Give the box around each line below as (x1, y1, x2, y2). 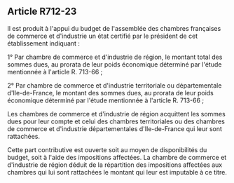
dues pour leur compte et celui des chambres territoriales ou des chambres (7, 117, 226, 126)
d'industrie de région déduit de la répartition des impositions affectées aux (7, 161, 223, 169)
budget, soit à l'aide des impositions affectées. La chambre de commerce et (7, 153, 227, 161)
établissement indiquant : (7, 39, 81, 48)
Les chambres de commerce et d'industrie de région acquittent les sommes (7, 109, 226, 118)
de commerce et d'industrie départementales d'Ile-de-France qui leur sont (7, 124, 223, 133)
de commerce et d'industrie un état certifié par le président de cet (7, 32, 198, 40)
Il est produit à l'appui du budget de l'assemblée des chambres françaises (7, 24, 221, 32)
